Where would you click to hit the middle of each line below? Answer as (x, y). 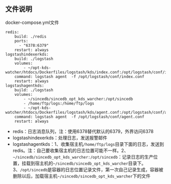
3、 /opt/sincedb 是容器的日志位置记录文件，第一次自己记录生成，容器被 (88, 169)
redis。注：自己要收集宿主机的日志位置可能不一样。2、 (70, 150)
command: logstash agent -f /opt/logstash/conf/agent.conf (79, 117)
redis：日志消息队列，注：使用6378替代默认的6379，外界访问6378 (83, 131)
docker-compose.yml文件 (32, 22)
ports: (21, 41)
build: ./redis (31, 36)
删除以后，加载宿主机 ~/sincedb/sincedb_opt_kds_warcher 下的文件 (82, 176)
